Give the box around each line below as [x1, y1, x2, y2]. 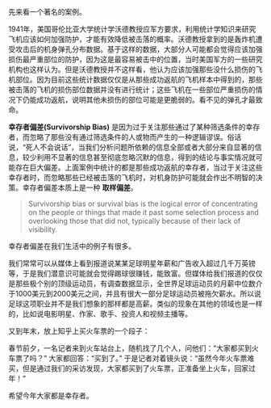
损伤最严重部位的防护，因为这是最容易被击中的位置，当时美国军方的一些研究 [8, 55, 263, 64]
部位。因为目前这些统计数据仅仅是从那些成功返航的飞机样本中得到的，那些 [15, 75, 263, 84]
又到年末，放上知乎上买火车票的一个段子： [8, 326, 150, 335]
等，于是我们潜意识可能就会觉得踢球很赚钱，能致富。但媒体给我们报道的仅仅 [8, 269, 263, 278]
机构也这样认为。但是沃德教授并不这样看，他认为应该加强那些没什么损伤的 [8, 65, 256, 74]
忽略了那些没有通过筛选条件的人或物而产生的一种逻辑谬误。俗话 [29, 132, 242, 141]
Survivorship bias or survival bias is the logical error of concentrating [27, 199, 258, 208]
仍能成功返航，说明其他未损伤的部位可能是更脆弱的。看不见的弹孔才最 [22, 95, 256, 104]
